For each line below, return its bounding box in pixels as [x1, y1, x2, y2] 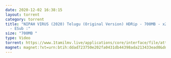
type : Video [5, 36, 31, 41]
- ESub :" [10, 26, 31, 31]
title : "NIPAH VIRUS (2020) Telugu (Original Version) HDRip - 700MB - [5, 21, 160, 27]
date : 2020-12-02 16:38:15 [5, 7, 63, 13]
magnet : [5, 45, 22, 50]
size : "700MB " [5, 31, 38, 36]
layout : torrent [5, 12, 40, 17]
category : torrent [5, 17, 44, 22]
